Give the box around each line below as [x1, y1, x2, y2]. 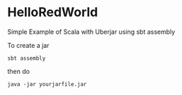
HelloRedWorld [7, 4, 98, 20]
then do [7, 67, 30, 75]
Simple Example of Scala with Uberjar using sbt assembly [7, 27, 176, 36]
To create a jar [7, 41, 50, 49]
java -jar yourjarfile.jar [7, 80, 87, 88]
